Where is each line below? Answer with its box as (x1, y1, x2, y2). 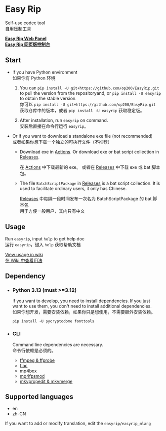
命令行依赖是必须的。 (12, 347, 56, 353)
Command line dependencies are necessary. (12, 342, 104, 348)
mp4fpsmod (19, 373, 45, 379)
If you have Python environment (12, 69, 78, 75)
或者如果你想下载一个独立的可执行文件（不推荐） (12, 139, 112, 145)
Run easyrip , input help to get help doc (5, 235, 85, 241)
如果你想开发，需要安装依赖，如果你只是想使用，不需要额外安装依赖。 (12, 309, 156, 315)
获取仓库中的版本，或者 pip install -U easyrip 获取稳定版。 (19, 107, 145, 113)
